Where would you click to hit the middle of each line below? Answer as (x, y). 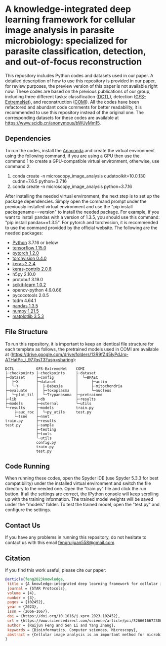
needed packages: (24, 233)
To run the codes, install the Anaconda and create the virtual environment (80, 150)
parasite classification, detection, (76, 51)
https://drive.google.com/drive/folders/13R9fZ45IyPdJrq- (70, 354)
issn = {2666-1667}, (28, 612)
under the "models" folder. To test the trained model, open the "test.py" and (82, 505)
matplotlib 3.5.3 (28, 316)
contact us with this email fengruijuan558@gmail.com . (61, 543)
